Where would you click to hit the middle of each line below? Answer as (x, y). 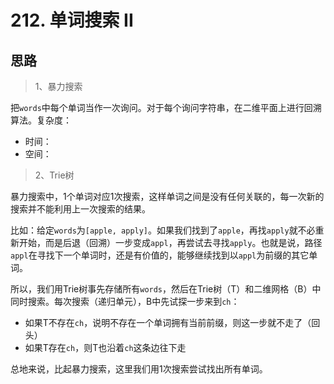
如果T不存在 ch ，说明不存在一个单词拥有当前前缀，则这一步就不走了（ (168, 322)
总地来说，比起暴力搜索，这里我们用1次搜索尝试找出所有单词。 (139, 369)
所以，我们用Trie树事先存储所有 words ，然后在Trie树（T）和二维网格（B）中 (166, 289)
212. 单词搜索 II (72, 20)
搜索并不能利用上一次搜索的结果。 (80, 209)
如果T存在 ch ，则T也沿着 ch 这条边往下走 (105, 347)
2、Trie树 (54, 175)
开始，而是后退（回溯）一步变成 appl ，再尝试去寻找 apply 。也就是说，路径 (170, 242)
